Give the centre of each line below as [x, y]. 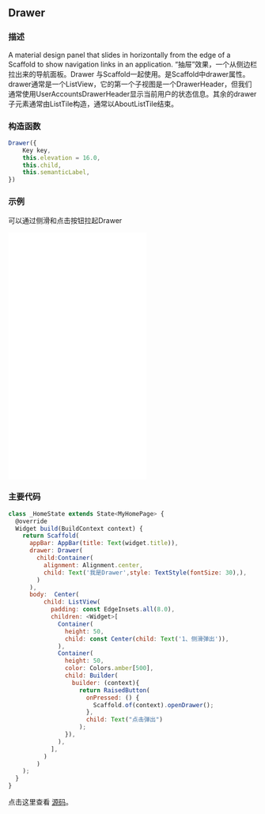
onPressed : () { [113, 698]
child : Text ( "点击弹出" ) [125, 720]
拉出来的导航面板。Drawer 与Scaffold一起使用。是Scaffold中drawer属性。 [129, 74]
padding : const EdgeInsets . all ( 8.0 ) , [113, 610]
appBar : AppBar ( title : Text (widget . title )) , [104, 543]
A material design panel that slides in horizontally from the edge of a [119, 55]
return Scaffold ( [51, 536]
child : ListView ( [72, 602]
